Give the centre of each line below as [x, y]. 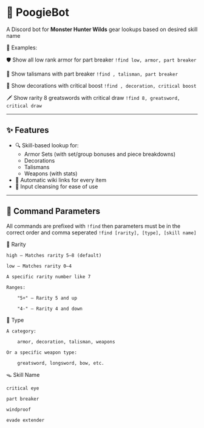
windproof [19, 409]
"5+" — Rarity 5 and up [47, 298]
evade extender [25, 420]
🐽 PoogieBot [38, 12]
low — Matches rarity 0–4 [39, 266]
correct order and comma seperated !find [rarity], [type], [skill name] [101, 232]
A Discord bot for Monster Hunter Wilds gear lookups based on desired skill [102, 29]
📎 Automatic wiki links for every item [61, 180]
